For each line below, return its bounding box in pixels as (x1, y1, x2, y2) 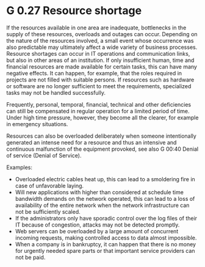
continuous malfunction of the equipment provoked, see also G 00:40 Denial (6, 145, 199, 152)
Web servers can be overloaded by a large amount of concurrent (15, 227, 179, 235)
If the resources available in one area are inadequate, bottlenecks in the (6, 24, 187, 31)
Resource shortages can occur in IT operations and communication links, (6, 50, 190, 57)
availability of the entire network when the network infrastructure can (15, 201, 190, 209)
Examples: (6, 164, 32, 171)
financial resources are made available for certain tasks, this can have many (6, 62, 197, 70)
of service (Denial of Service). (6, 151, 82, 159)
